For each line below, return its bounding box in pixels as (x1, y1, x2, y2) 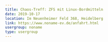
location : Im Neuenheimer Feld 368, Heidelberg (5, 16, 104, 21)
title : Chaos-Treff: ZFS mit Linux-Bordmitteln (5, 7, 104, 12)
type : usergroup (5, 29, 38, 34)
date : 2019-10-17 (5, 12, 40, 16)
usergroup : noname (5, 25, 42, 30)
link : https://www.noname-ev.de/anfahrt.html (5, 20, 99, 26)
